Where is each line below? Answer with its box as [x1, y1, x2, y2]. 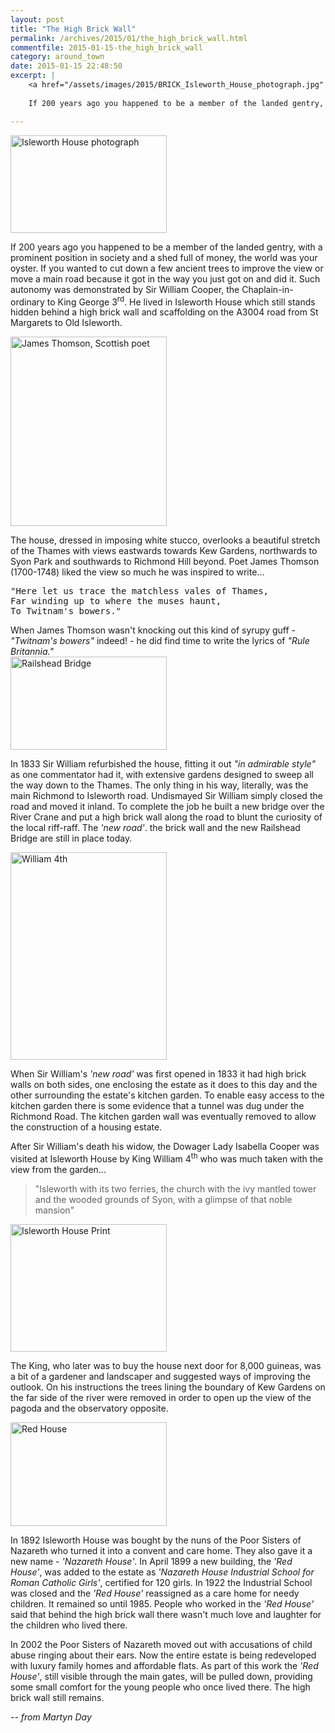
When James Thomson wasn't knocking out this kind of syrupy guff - [10, 624, 297, 636]
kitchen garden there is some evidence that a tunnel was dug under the [10, 1100, 305, 1112]
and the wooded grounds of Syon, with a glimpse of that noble [34, 1193, 293, 1205]
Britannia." [10, 646, 54, 658]
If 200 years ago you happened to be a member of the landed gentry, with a [10, 241, 323, 253]
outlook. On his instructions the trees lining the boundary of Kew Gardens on [10, 1381, 326, 1393]
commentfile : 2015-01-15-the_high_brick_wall [10, 42, 203, 53]
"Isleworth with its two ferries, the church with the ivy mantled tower [34, 1182, 317, 1195]
